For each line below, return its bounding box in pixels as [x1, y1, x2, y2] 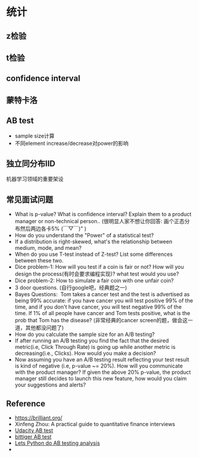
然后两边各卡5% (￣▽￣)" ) [20, 225, 87, 232]
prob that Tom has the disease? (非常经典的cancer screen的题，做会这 [14, 317, 188, 324]
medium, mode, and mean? [14, 245, 82, 252]
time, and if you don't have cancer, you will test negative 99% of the [14, 303, 182, 310]
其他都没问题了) [25, 324, 64, 331]
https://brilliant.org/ [14, 414, 62, 421]
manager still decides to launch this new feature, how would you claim [14, 375, 187, 382]
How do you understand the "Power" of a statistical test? [14, 232, 154, 239]
